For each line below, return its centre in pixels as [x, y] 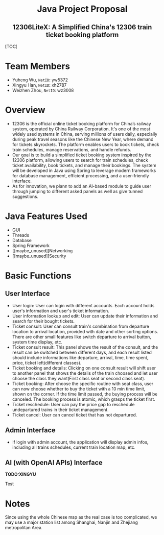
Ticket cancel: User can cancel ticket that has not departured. [74, 414]
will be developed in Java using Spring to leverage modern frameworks [84, 170]
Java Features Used [46, 216]
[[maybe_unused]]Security [39, 256]
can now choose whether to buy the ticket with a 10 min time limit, [79, 389]
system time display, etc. [37, 342]
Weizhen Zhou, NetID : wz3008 [43, 90]
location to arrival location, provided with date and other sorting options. [85, 331]
